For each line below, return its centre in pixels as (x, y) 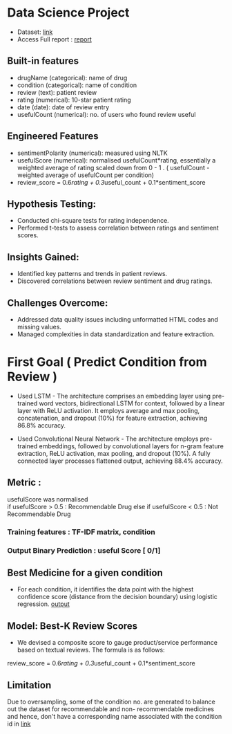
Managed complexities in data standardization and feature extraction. (116, 334)
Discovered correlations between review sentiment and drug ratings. (115, 281)
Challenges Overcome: (58, 303)
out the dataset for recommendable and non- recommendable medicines (111, 709)
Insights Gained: (43, 257)
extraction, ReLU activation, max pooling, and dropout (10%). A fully (114, 453)
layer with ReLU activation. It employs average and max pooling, (108, 410)
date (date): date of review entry (63, 107)
